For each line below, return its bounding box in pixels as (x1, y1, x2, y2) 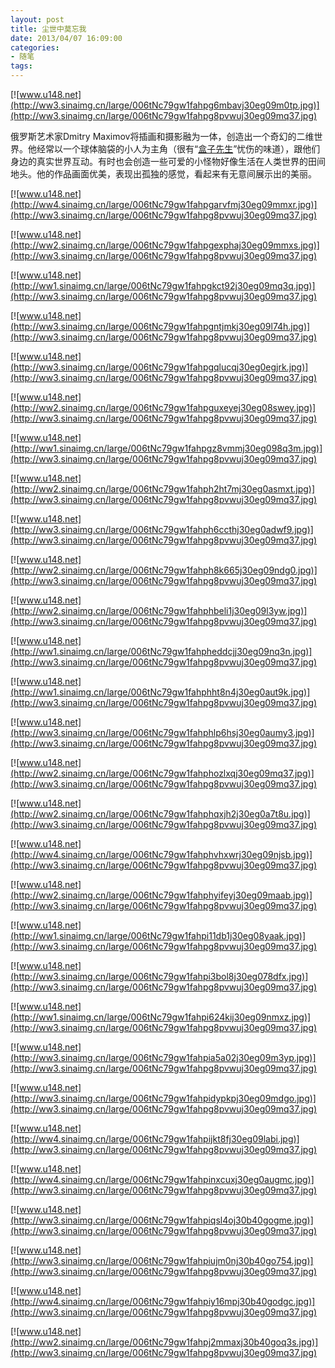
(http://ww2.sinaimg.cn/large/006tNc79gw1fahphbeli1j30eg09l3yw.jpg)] (10, 605, 308, 616)
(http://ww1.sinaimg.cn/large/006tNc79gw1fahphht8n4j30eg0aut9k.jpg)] (10, 686, 311, 698)
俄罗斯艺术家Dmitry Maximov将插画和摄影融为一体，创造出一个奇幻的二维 (10, 131, 315, 142)
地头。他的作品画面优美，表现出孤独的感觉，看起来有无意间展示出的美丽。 (10, 168, 317, 180)
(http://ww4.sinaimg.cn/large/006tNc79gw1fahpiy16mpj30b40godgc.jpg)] (10, 1296, 316, 1307)
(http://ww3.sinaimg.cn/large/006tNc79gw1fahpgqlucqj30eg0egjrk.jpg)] (10, 361, 309, 373)
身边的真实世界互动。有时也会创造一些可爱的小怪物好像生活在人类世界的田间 (10, 156, 326, 167)
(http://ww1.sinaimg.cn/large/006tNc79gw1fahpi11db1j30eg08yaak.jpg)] (10, 930, 307, 941)
